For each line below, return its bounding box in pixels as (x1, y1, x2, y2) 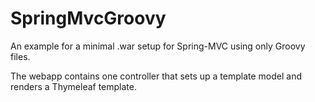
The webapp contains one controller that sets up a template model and (10, 70, 302, 82)
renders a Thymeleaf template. (10, 80, 138, 92)
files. (10, 50, 31, 62)
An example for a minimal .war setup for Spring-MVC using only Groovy (10, 40, 306, 52)
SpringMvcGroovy (10, 7, 167, 30)
